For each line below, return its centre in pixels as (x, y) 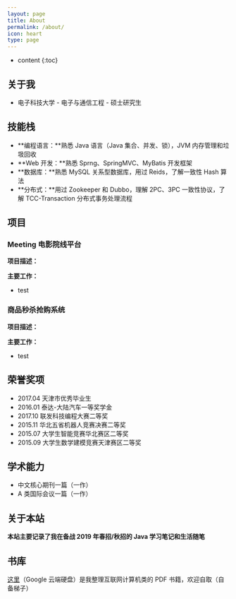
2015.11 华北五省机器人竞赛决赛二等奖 (72, 425)
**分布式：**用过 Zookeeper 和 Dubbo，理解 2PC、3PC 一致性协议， (118, 189)
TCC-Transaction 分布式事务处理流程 (79, 198)
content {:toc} (38, 60)
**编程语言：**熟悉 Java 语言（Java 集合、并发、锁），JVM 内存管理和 (120, 145)
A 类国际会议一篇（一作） (55, 494)
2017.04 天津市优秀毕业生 (54, 398)
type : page (23, 40)
